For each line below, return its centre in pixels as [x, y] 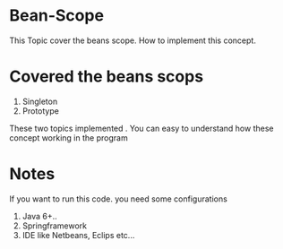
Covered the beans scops [107, 77]
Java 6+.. [40, 216]
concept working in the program [69, 137]
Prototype [41, 111]
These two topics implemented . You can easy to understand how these [141, 128]
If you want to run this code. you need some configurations [119, 199]
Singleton [40, 101]
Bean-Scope [57, 16]
